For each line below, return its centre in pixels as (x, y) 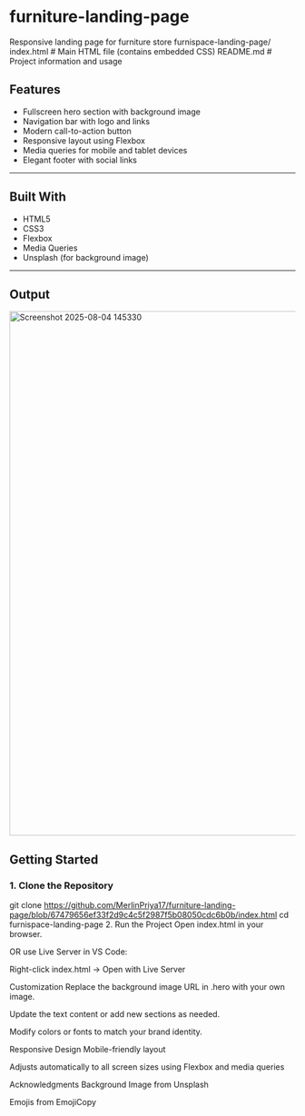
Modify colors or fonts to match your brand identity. (106, 1032)
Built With (38, 197)
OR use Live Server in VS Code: (69, 952)
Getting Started (54, 859)
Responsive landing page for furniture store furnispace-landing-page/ (140, 42)
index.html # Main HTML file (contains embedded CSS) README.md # (141, 51)
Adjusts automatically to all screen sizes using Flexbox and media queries (147, 1067)
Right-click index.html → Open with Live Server (98, 970)
